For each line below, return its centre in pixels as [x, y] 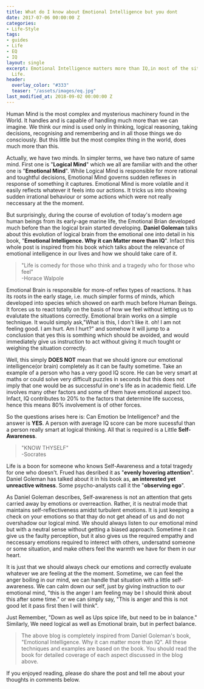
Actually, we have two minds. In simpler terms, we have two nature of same [101, 158]
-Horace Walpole [42, 278]
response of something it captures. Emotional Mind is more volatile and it [97, 183]
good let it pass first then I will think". [53, 605]
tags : [13, 35]
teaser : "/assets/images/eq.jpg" [54, 91]
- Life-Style [23, 29]
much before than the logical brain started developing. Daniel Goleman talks [102, 228]
